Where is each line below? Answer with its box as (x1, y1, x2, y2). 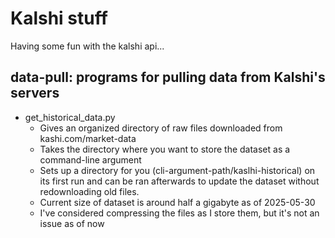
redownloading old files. (39, 185, 140, 197)
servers (10, 85, 60, 102)
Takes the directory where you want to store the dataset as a (39, 143, 291, 155)
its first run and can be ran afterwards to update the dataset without (39, 175, 320, 187)
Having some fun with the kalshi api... (10, 40, 165, 52)
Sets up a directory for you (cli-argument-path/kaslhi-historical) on (39, 164, 316, 176)
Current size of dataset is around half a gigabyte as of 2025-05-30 (39, 196, 316, 208)
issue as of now (39, 217, 105, 229)
